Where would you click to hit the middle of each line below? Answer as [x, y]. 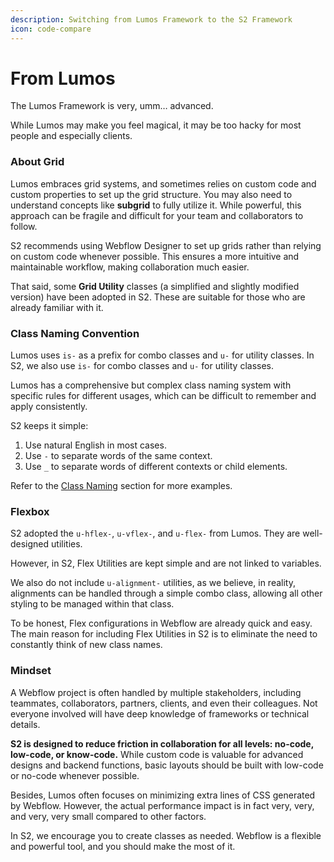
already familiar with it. [57, 307]
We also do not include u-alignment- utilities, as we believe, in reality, [153, 583]
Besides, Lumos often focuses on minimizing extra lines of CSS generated [163, 795]
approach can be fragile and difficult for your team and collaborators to [157, 215]
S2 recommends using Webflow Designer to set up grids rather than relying [166, 245]
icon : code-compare [51, 29]
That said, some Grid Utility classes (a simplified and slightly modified [155, 286]
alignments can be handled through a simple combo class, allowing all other [166, 593]
